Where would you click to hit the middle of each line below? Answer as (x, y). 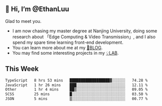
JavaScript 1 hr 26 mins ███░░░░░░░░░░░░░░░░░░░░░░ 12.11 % (77, 85)
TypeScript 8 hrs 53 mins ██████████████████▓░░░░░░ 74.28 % (77, 80)
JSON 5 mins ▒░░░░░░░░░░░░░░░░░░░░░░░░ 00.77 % (77, 99)
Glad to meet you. (23, 21)
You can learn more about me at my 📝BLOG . (57, 47)
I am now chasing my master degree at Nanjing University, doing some (85, 31)
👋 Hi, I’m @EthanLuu (37, 9)
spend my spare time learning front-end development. (68, 42)
